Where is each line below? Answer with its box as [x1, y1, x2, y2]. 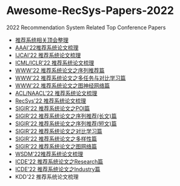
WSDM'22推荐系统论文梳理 [15, 150, 84, 157]
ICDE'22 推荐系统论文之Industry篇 [15, 165, 101, 173]
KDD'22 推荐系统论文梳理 [15, 173, 79, 180]
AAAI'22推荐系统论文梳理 [15, 44, 79, 51]
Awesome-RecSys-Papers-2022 [6, 4, 175, 18]
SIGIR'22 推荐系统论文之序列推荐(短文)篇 [15, 120, 117, 127]
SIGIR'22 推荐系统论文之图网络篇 [15, 142, 97, 150]
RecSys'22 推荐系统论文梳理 [15, 97, 87, 104]
